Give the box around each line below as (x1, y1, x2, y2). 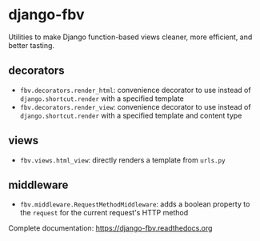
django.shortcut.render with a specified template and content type (19, 110, 242, 120)
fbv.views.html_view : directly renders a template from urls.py (19, 155, 226, 165)
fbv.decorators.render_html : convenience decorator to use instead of (19, 85, 251, 94)
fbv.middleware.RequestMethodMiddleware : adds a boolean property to (19, 199, 250, 209)
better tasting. (8, 40, 54, 50)
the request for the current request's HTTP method (19, 208, 189, 218)
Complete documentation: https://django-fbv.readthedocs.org (8, 223, 213, 233)
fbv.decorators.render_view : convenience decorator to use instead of (19, 102, 251, 111)
